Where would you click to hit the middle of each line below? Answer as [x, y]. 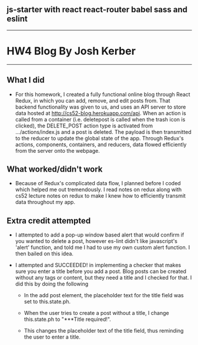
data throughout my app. [45, 202]
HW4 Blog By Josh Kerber [71, 51]
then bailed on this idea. [44, 254]
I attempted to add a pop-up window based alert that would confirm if [100, 235]
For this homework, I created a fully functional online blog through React [103, 94]
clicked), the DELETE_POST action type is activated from [84, 126]
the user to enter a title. [52, 337]
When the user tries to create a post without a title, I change [96, 313]
